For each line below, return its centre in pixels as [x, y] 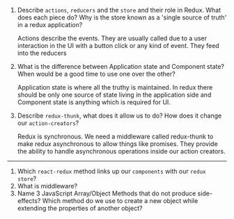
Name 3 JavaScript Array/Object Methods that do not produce [107, 193]
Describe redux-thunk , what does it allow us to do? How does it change [119, 115]
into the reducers [42, 53]
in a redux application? [50, 25]
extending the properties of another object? [80, 208]
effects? [29, 201]
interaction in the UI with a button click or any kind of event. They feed [118, 46]
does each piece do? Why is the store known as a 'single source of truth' [122, 17]
